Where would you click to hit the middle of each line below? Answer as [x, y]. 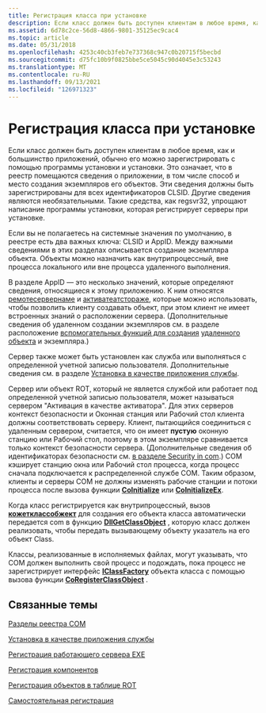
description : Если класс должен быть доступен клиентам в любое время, [129, 23]
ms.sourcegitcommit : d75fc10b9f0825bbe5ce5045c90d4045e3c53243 [115, 60]
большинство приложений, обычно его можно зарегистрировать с [122, 159]
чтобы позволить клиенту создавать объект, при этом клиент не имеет [129, 308]
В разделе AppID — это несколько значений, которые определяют [121, 282]
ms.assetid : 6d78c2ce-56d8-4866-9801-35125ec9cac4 [93, 30]
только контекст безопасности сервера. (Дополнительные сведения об [130, 448]
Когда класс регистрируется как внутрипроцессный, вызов [110, 505]
